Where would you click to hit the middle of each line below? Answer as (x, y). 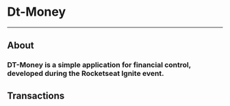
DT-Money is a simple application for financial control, (99, 65)
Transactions (36, 95)
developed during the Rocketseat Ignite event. (86, 74)
